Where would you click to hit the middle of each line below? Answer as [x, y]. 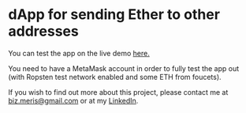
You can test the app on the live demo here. [79, 53]
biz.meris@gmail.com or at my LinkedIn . [73, 100]
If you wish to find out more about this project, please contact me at [118, 92]
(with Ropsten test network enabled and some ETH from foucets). [115, 77]
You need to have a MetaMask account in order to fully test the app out [124, 68]
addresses [43, 31]
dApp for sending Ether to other [114, 15]
